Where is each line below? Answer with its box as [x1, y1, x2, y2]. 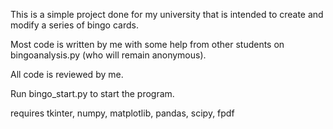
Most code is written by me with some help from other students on [10, 39, 285, 50]
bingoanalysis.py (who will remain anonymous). [10, 49, 207, 61]
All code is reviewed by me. [10, 69, 124, 80]
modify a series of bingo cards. [10, 19, 139, 31]
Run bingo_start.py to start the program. [10, 88, 175, 99]
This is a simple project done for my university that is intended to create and [10, 9, 324, 20]
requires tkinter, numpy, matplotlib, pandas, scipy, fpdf [10, 107, 235, 119]
